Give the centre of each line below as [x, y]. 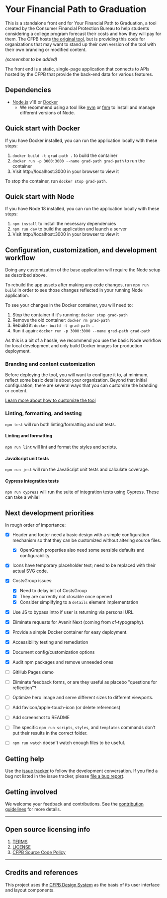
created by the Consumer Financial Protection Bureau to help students [77, 28]
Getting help [25, 759]
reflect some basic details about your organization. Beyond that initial [76, 380]
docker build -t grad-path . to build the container [65, 155]
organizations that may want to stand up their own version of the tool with [81, 44]
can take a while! [22, 497]
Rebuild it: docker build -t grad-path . [53, 325]
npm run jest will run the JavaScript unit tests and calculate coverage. [77, 469]
